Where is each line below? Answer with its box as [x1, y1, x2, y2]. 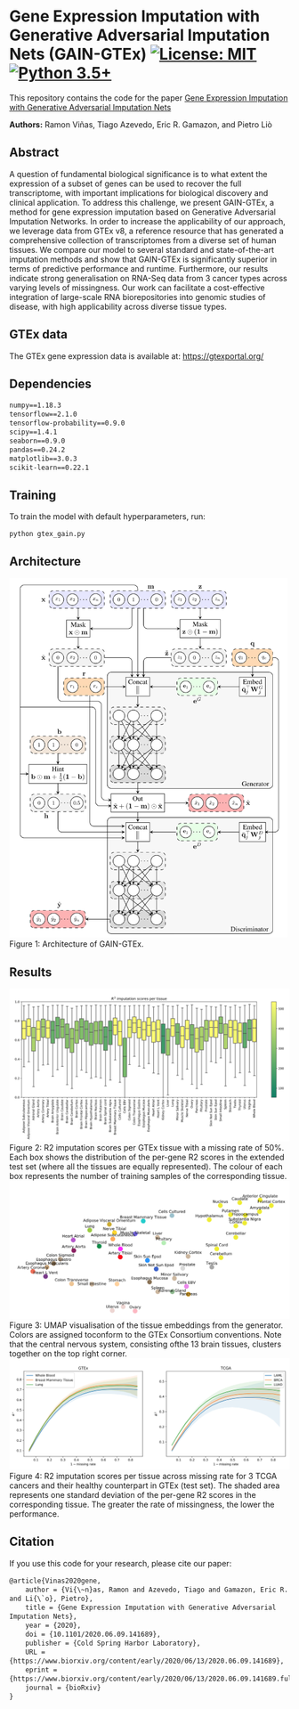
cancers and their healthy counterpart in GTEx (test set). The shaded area [9, 1480, 280, 1491]
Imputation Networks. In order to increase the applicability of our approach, [9, 216, 287, 226]
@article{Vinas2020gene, [9, 1576, 101, 1585]
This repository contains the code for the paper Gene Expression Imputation [9, 92, 288, 103]
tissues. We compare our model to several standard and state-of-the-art [9, 244, 274, 255]
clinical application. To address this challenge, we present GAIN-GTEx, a [9, 197, 274, 208]
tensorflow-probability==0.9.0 [9, 419, 125, 428]
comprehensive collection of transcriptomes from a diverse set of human [9, 234, 277, 246]
